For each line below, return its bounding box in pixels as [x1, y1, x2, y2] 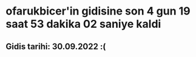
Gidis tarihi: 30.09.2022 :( [5, 41, 106, 52]
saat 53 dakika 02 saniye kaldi [5, 17, 161, 31]
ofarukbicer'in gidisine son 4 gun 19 [5, 4, 191, 18]
